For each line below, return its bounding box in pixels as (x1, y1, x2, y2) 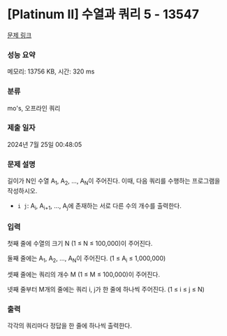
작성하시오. (7, 186, 38, 195)
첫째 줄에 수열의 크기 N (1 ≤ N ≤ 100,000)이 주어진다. (7, 239, 153, 248)
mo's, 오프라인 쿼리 (7, 104, 61, 112)
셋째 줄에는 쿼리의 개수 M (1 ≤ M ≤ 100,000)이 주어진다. (7, 270, 161, 279)
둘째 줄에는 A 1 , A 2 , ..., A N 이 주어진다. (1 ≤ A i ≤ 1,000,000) (7, 254, 166, 264)
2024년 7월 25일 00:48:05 (7, 140, 82, 148)
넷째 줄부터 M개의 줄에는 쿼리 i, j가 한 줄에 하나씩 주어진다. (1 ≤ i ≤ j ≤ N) (7, 285, 205, 293)
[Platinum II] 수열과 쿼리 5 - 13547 (7, 6, 199, 22)
